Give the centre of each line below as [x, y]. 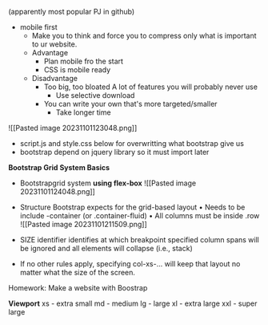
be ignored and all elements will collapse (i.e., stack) [106, 248]
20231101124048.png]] [58, 191]
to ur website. [54, 44]
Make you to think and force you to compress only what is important [144, 36]
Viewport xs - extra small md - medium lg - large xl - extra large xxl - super [133, 303]
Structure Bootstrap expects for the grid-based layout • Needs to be [132, 207]
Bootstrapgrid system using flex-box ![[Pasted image [108, 183]
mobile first [38, 27]
